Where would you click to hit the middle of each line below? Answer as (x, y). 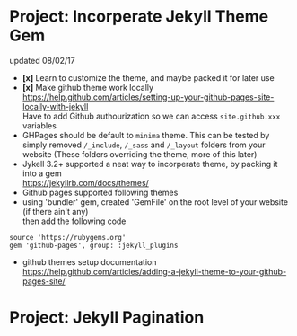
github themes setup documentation (89, 261)
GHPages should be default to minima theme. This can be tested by (146, 135)
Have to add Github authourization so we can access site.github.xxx (151, 116)
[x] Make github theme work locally (88, 87)
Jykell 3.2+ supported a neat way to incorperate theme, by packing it (150, 164)
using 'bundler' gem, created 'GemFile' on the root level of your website (155, 202)
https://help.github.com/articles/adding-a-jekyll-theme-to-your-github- (154, 271)
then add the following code (74, 221)
